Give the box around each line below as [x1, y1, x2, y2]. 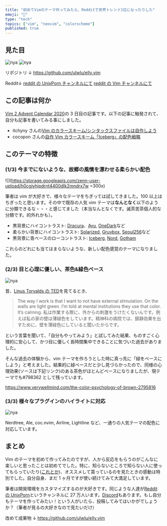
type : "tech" [5, 17, 32, 22]
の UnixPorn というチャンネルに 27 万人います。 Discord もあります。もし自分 [5, 491, 162, 498]
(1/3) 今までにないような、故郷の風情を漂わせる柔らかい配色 [5, 166, 151, 173]
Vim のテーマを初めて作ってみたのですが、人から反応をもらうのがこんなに [5, 456, 159, 462]
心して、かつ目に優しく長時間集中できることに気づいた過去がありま [22, 338, 162, 344]
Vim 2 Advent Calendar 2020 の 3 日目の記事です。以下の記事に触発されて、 [5, 111, 161, 117]
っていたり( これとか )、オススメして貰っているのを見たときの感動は [18, 468, 156, 474]
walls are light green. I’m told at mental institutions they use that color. [17, 303, 161, 309]
